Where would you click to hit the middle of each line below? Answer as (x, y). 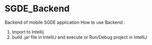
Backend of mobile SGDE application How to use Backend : (65, 22)
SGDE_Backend (37, 9)
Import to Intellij (28, 32)
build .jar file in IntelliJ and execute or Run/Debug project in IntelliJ (79, 37)
